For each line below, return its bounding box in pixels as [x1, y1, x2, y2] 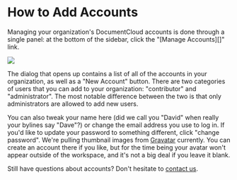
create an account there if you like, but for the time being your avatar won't [7, 143, 226, 152]
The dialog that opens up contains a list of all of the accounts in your [7, 69, 207, 78]
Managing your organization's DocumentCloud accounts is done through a [7, 28, 225, 36]
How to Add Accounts [7, 4, 139, 20]
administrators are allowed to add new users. [7, 100, 139, 108]
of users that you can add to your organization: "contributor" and [7, 84, 197, 92]
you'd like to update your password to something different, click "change [7, 128, 220, 136]
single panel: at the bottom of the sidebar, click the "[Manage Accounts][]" [7, 35, 225, 43]
